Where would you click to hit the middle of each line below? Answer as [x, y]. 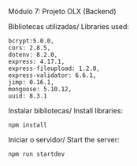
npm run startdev [37, 154]
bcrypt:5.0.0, [31, 41]
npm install [28, 125]
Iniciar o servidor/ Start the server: [64, 140]
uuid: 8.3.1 [28, 96]
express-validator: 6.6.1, [52, 76]
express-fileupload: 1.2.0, [54, 68]
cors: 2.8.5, [30, 48]
